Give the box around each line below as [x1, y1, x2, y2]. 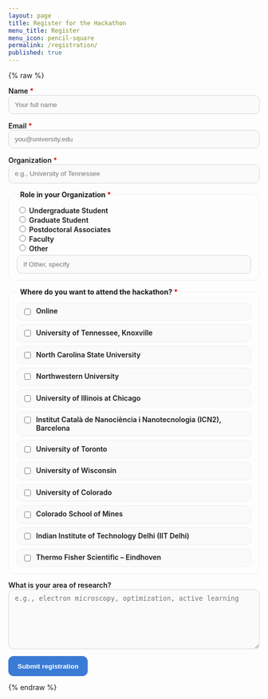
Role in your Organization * [19, 189, 112, 199]
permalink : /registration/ [8, 41, 98, 49]
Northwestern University [35, 372, 120, 381]
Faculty [29, 234, 54, 243]
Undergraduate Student [29, 205, 108, 215]
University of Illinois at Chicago [35, 393, 141, 403]
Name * [8, 86, 34, 96]
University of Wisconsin [35, 466, 117, 476]
